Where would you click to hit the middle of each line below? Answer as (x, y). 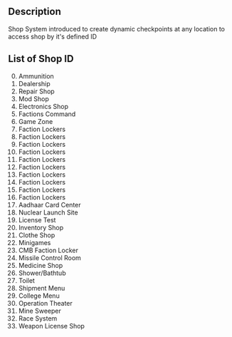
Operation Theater (46, 303)
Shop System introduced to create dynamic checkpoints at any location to (116, 28)
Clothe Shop (37, 235)
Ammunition (36, 76)
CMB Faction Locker (48, 250)
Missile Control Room (49, 258)
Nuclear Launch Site (48, 212)
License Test (37, 219)
